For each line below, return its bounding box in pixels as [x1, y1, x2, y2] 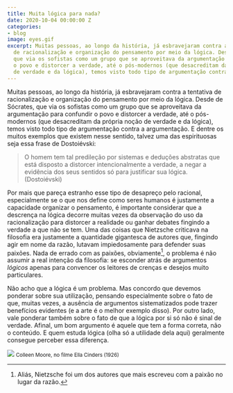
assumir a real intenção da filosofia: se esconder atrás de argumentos [7, 256, 207, 264]
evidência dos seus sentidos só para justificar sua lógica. [24, 168, 189, 176]
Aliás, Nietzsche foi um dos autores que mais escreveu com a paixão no [17, 370, 223, 379]
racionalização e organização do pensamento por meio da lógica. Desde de [7, 95, 223, 103]
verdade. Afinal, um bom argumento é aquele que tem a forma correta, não [7, 321, 222, 330]
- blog [7, 29, 26, 37]
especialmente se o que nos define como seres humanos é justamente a [7, 195, 215, 204]
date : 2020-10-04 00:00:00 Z [7, 17, 92, 24]
